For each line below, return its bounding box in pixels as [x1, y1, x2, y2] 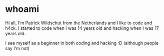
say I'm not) [5, 45, 30, 51]
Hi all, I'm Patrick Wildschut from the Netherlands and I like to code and [5, 20, 152, 26]
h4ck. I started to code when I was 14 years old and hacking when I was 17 [5, 25, 159, 31]
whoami [5, 3, 39, 15]
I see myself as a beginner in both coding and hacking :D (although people [5, 40, 159, 46]
